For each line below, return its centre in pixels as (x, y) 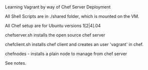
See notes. (16, 63)
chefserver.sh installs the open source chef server (55, 35)
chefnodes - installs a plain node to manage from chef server (66, 54)
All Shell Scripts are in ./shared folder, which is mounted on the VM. (72, 16)
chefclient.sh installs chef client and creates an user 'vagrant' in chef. (74, 44)
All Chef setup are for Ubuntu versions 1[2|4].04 (53, 26)
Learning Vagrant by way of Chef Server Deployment (58, 7)
